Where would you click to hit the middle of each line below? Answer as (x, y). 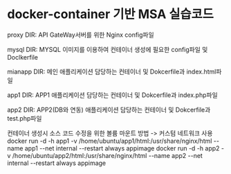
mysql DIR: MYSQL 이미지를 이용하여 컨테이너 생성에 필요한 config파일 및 (108, 49)
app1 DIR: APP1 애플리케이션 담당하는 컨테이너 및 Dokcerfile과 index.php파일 (112, 95)
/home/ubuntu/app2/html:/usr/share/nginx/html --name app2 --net (107, 155)
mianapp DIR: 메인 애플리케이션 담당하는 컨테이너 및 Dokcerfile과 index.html (112, 71)
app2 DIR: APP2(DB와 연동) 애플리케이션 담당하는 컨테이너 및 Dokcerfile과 (109, 110)
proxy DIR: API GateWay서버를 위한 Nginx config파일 (81, 35)
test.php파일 (25, 118)
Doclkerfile (23, 57)
